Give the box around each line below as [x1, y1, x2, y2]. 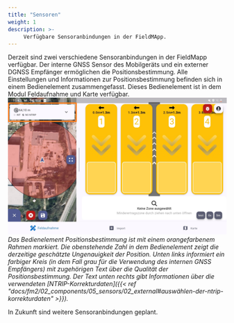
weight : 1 [8, 18, 37, 26]
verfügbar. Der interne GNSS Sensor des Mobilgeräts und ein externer [8, 60, 209, 69]
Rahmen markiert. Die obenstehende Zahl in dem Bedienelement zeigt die [8, 243, 219, 251]
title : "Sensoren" [8, 11, 61, 18]
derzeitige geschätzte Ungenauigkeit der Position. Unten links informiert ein [8, 250, 225, 258]
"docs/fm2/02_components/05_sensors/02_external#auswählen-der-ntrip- [8, 287, 224, 295]
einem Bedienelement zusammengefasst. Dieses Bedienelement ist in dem [8, 83, 222, 91]
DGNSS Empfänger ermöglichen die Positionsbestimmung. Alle [8, 68, 188, 76]
